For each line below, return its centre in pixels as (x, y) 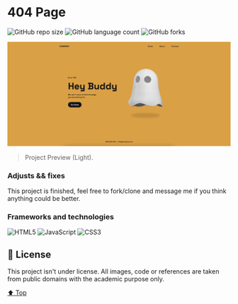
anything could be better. (44, 198)
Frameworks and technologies (61, 216)
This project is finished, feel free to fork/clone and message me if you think (117, 191)
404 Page (36, 12)
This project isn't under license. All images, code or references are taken (113, 271)
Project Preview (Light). (59, 157)
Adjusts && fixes (36, 175)
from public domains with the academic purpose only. (86, 279)
